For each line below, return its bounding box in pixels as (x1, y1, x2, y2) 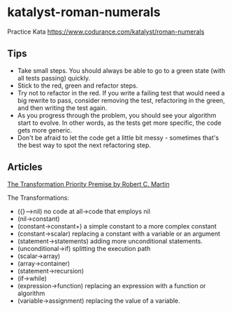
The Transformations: (7, 194, 70, 202)
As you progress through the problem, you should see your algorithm (17, 111, 217, 119)
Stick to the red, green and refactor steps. (17, 81, 138, 90)
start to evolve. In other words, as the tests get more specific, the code (17, 118, 222, 127)
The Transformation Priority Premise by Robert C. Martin (7, 179, 170, 188)
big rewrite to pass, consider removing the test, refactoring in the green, (17, 96, 225, 104)
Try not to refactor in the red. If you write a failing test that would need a (17, 88, 225, 97)
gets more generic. (17, 126, 73, 134)
